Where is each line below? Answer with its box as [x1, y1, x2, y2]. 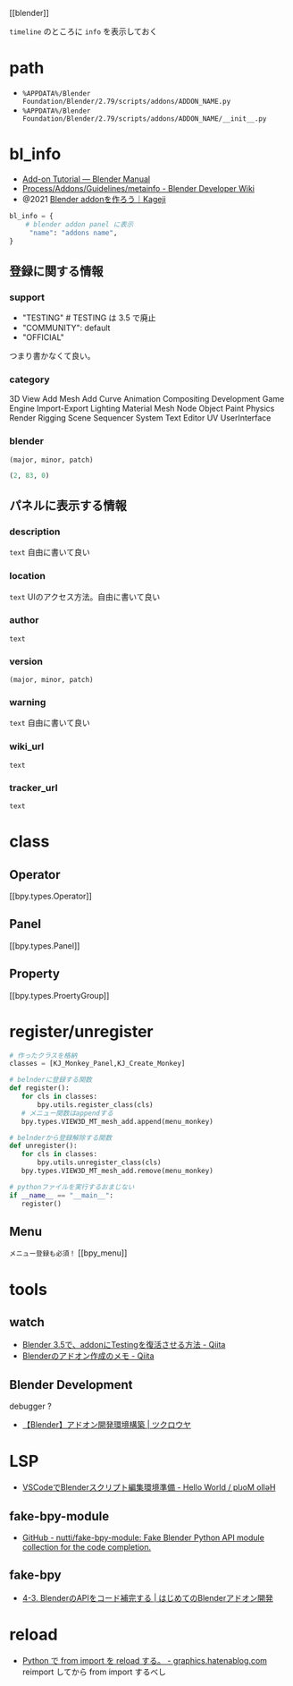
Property [9, 966, 61, 982]
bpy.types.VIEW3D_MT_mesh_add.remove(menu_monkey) [21, 1167, 214, 1176]
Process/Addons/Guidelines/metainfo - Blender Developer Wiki [21, 183, 255, 193]
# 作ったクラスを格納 [9, 1051, 78, 1060]
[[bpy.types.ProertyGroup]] [9, 990, 110, 1001]
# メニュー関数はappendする [21, 1109, 113, 1118]
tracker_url [9, 781, 58, 794]
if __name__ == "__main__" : [9, 1190, 114, 1200]
